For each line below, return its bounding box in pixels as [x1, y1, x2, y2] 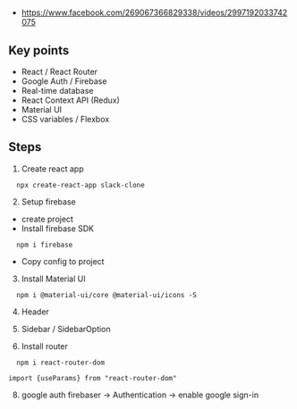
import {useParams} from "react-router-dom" [8, 373, 177, 382]
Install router [21, 340, 69, 351]
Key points [8, 43, 70, 58]
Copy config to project [21, 255, 105, 266]
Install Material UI [21, 273, 86, 284]
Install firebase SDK [21, 222, 95, 234]
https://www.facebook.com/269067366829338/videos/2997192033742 [21, 7, 288, 18]
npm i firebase [16, 240, 73, 249]
